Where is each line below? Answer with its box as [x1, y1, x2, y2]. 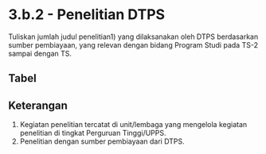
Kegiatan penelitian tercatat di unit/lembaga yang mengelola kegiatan [19, 120, 248, 129]
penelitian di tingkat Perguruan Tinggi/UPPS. [19, 129, 166, 138]
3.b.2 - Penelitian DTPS [8, 6, 166, 24]
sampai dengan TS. [8, 48, 72, 58]
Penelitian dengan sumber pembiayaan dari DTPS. [19, 137, 185, 146]
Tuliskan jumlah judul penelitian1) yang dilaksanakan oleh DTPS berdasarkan [8, 32, 259, 41]
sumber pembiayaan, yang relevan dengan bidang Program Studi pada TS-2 [8, 40, 259, 49]
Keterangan [8, 98, 68, 112]
